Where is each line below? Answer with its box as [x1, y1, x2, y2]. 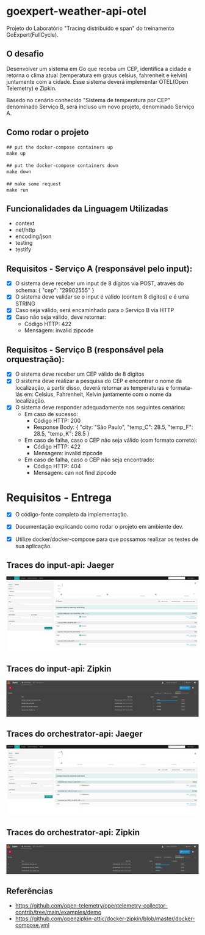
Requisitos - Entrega [6, 491, 112, 504]
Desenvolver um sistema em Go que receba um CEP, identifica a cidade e [6, 65, 192, 72]
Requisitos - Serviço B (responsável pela [6, 345, 164, 355]
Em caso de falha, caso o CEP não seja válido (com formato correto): [24, 436, 198, 444]
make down [6, 168, 32, 175]
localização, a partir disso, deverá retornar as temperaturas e [15, 384, 170, 392]
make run [6, 187, 29, 193]
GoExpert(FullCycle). [6, 31, 59, 38]
